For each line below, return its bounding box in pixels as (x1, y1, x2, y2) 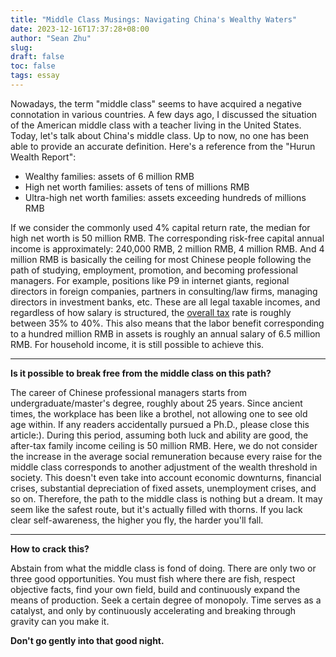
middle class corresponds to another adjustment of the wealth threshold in (10, 461, 318, 473)
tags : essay (10, 71, 60, 81)
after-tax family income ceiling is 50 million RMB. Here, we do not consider (10, 439, 318, 451)
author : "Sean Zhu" (10, 33, 92, 43)
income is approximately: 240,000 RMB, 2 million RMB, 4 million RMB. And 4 (10, 242, 325, 255)
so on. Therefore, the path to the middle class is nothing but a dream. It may (10, 492, 323, 505)
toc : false (10, 61, 56, 71)
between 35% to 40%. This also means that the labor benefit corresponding (10, 317, 325, 329)
